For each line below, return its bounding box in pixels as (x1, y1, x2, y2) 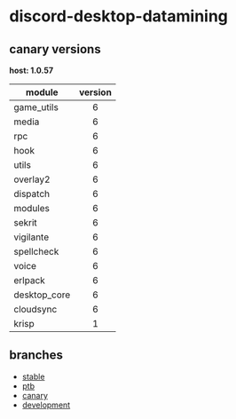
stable (21, 371, 45, 382)
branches (9, 348, 64, 363)
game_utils (13, 101, 59, 113)
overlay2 (13, 173, 51, 186)
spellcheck (13, 246, 59, 257)
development (21, 399, 71, 410)
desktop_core (13, 289, 71, 301)
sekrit (13, 217, 37, 228)
